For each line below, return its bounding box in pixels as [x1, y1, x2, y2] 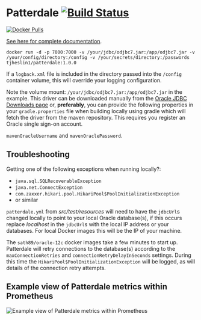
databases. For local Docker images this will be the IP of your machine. [6, 227, 182, 234]
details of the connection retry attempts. [6, 264, 107, 271]
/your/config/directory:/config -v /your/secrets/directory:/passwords [6, 54, 190, 60]
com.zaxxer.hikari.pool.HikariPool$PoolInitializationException [14, 191, 180, 197]
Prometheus [6, 291, 54, 301]
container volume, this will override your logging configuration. [6, 76, 162, 84]
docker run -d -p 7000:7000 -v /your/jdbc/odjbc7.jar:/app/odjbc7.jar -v [6, 49, 196, 55]
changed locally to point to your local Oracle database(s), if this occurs [6, 214, 182, 221]
